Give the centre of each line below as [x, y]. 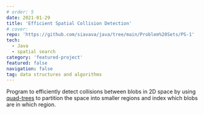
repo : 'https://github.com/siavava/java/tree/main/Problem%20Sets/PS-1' [100, 35]
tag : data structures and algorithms [54, 74]
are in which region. [31, 105]
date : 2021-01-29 [28, 18]
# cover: [17, 29]
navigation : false [30, 69]
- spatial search [34, 52]
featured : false [27, 63]
